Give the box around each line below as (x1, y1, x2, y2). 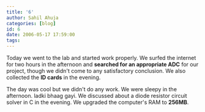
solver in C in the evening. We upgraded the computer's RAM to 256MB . (6, 99, 189, 106)
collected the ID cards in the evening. (6, 74, 101, 81)
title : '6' (6, 9, 34, 15)
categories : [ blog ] (6, 20, 56, 26)
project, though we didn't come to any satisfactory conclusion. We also (6, 67, 186, 74)
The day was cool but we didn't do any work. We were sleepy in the (6, 86, 177, 92)
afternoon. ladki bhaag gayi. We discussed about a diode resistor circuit (6, 92, 188, 99)
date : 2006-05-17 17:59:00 (6, 32, 75, 38)
